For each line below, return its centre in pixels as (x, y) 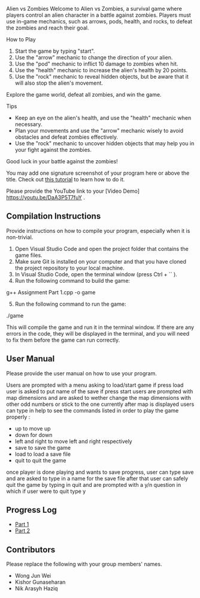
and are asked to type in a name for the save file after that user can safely (97, 478)
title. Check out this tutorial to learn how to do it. (66, 179)
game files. (29, 255)
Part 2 (22, 531)
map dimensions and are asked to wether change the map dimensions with (99, 397)
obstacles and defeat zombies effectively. (66, 137)
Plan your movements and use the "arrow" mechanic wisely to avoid (99, 131)
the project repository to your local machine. (69, 268)
